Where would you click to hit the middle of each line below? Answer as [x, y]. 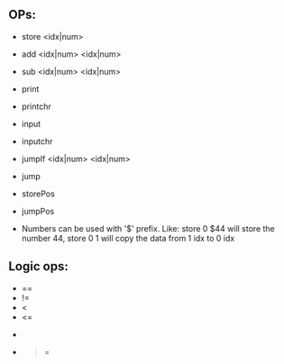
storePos [38, 194]
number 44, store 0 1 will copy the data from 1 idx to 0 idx [128, 238]
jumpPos [38, 211]
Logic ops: [38, 266]
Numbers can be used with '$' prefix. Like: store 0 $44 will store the [148, 228]
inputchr [37, 141]
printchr [36, 106]
